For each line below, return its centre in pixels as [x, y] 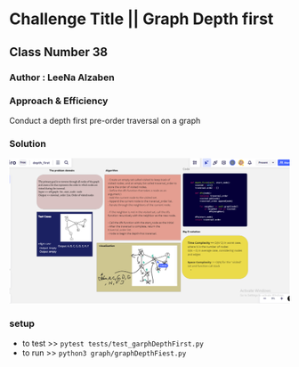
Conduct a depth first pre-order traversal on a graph [105, 120]
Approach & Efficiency [59, 101]
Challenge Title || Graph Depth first [141, 19]
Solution [28, 143]
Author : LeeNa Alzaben [62, 77]
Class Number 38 [59, 52]
